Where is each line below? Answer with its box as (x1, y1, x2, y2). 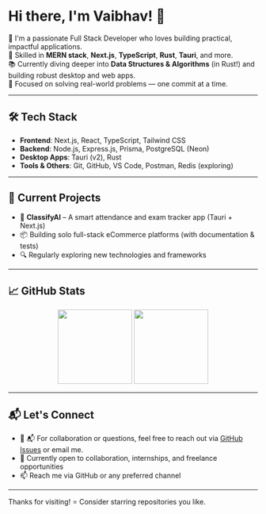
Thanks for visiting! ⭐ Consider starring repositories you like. (8, 497, 206, 507)
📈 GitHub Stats (8, 284, 85, 297)
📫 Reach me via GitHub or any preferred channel (19, 471, 181, 481)
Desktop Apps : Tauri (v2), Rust (19, 152, 122, 162)
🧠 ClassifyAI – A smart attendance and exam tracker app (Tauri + (19, 212, 234, 221)
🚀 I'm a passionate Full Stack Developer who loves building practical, (8, 33, 233, 43)
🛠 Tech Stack (8, 110, 78, 124)
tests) (19, 241, 39, 251)
